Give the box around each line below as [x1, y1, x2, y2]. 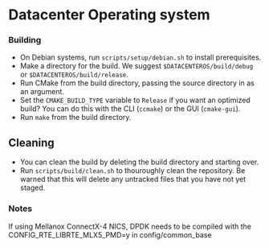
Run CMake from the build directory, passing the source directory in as [19, 78, 255, 88]
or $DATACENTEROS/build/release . [19, 70, 128, 80]
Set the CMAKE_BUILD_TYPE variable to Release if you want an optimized [19, 95, 251, 105]
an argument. [19, 87, 64, 97]
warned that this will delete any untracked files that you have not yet [19, 175, 247, 184]
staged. [19, 183, 46, 192]
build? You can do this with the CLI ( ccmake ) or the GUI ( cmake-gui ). [19, 104, 241, 114]
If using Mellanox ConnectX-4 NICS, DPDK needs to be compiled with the [8, 221, 251, 231]
